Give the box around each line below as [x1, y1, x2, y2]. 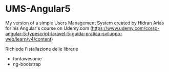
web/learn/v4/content [5, 36, 52, 42]
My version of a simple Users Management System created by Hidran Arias [5, 20, 164, 26]
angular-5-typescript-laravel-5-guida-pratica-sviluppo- [5, 30, 123, 37]
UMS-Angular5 [5, 3, 71, 15]
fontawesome [12, 55, 42, 61]
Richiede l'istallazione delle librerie [5, 46, 78, 52]
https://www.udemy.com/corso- [92, 25, 160, 31]
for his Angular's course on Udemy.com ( [5, 25, 92, 31]
